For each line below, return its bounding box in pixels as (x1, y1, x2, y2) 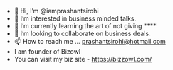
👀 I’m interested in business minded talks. (14, 14, 137, 23)
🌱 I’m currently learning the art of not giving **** (14, 22, 157, 30)
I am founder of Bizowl (14, 47, 80, 56)
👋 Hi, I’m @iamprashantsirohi (14, 7, 99, 15)
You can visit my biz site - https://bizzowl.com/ (14, 55, 152, 63)
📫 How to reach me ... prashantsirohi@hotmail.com (14, 37, 166, 45)
